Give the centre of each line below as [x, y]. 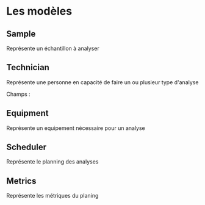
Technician [28, 67]
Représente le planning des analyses [52, 162]
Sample [21, 34]
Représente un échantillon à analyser [53, 48]
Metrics [21, 181]
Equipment [27, 113]
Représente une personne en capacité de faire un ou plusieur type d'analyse [103, 82]
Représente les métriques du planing [52, 196]
